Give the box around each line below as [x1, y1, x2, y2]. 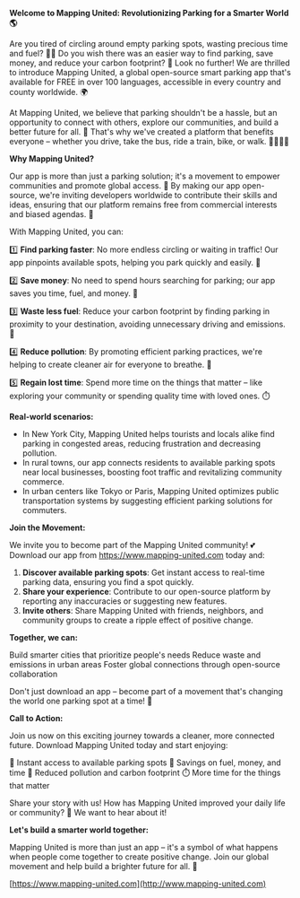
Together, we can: [9, 632, 78, 642]
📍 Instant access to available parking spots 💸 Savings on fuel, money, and [9, 757, 281, 768]
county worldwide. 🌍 [9, 87, 89, 97]
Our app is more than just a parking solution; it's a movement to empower [9, 170, 280, 181]
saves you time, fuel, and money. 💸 [9, 288, 139, 299]
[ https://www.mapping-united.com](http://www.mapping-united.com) [9, 878, 267, 889]
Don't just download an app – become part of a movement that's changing [9, 686, 284, 696]
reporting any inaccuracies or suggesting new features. [21, 596, 227, 606]
